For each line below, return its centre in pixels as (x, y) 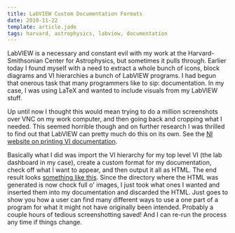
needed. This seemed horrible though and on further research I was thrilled (116, 126)
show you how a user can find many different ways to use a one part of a (113, 200)
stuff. (15, 98)
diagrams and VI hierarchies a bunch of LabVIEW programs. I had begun (112, 76)
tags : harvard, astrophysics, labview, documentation (88, 33)
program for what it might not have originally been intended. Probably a (110, 207)
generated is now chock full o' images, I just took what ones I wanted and (113, 185)
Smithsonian (25, 61)
